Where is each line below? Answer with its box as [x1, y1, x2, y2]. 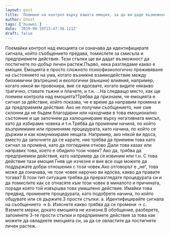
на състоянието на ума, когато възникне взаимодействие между [5, 72, 147, 78]
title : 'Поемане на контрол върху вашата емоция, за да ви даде [5, 12, 144, 17]
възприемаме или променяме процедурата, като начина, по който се [5, 126, 156, 132]
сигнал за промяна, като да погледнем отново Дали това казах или [5, 142, 152, 148]
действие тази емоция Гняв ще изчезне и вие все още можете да [5, 158, 147, 164]
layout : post [5, 7, 33, 13]
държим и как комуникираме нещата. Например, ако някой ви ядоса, [5, 131, 157, 137]
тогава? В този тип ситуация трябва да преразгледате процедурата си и [5, 175, 162, 180]
